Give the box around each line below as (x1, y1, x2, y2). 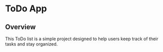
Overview (5, 23, 36, 31)
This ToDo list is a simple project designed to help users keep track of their (5, 36, 159, 42)
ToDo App (5, 3, 47, 14)
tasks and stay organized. (5, 41, 58, 47)
